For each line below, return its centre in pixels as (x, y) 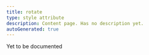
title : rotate (25, 12)
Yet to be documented (34, 46)
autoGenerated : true (33, 29)
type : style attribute (35, 18)
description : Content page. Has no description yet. (75, 23)
